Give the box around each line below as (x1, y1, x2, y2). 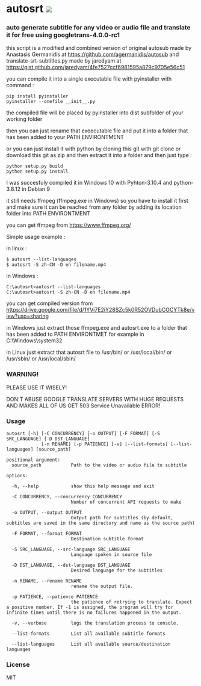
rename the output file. (70, 583, 134, 590)
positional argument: (6, 457, 61, 463)
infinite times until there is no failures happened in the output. (6, 610, 182, 616)
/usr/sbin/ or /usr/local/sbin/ (6, 355, 76, 362)
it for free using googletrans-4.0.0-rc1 (6, 31, 120, 39)
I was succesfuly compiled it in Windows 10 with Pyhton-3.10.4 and (6, 179, 173, 187)
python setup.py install (6, 168, 69, 175)
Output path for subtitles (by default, (70, 515, 173, 521)
